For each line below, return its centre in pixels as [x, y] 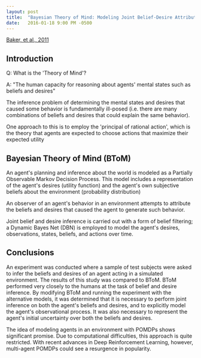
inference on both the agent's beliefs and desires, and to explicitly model [96, 305]
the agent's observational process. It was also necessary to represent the [97, 311]
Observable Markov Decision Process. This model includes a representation [100, 179]
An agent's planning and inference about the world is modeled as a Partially [99, 173]
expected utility [25, 140]
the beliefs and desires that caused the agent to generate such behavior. [96, 209]
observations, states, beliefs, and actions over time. [70, 234]
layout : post [22, 12]
